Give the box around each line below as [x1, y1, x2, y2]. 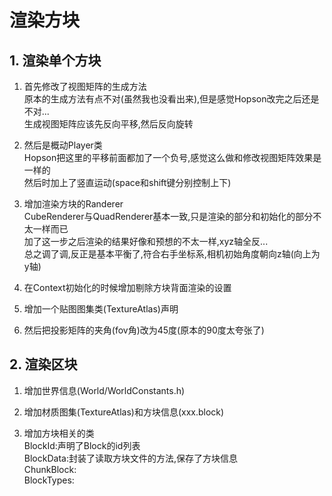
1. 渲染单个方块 [9, 52, 102, 69]
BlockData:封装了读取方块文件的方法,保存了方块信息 [23, 452, 238, 464]
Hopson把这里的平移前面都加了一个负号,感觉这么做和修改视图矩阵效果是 [23, 152, 322, 163]
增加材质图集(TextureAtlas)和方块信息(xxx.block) [23, 406, 225, 418]
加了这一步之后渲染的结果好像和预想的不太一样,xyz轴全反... [23, 236, 269, 247]
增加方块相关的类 [23, 427, 95, 439]
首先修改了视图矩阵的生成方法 [23, 81, 147, 92]
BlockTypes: [23, 474, 75, 486]
